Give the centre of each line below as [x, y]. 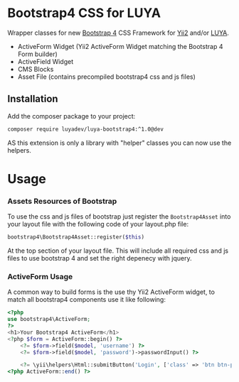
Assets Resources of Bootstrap [62, 201]
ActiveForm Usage [40, 276]
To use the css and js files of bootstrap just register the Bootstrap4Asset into [119, 217]
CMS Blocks [36, 69]
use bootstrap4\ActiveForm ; [49, 320]
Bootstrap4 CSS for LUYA [84, 13]
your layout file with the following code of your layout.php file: [98, 224]
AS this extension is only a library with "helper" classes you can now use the [119, 143]
